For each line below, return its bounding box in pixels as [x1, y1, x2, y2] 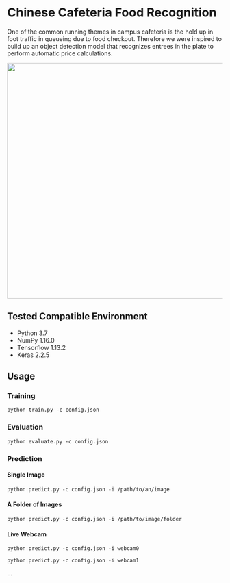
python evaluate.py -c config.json [7, 438, 109, 445]
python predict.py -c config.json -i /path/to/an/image [7, 486, 170, 493]
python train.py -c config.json [7, 406, 99, 414]
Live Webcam [7, 530, 47, 538]
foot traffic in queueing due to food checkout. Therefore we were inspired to [7, 34, 222, 42]
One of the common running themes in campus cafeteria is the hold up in [7, 27, 214, 36]
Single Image [7, 471, 45, 479]
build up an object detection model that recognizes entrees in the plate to [7, 42, 214, 50]
